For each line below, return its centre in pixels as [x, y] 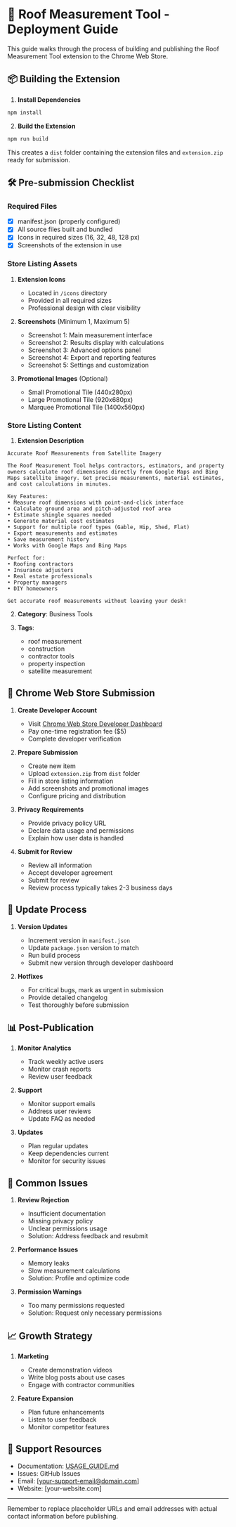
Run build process [54, 955]
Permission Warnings [50, 1292]
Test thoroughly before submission [78, 1005]
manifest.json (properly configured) [69, 221]
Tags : [26, 628]
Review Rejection [43, 1200]
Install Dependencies [49, 99]
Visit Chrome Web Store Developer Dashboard [95, 724]
